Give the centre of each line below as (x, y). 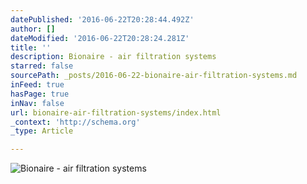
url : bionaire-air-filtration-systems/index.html (116, 112)
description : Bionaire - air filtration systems (113, 57)
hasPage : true (40, 94)
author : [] (33, 29)
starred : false (42, 66)
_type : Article (42, 131)
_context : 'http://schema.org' (75, 122)
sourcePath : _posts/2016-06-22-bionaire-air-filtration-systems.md (154, 76)
